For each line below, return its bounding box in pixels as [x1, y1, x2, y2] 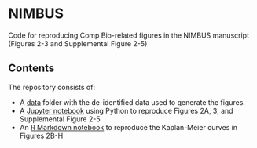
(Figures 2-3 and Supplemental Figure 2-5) [8, 38, 148, 48]
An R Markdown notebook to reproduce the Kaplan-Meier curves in [19, 122, 238, 132]
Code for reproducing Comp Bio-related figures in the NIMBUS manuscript [8, 31, 250, 40]
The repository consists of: [8, 82, 96, 92]
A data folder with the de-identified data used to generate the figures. [19, 97, 246, 106]
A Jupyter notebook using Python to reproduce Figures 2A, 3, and [19, 106, 233, 115]
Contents [8, 62, 55, 75]
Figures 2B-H [19, 131, 64, 140]
